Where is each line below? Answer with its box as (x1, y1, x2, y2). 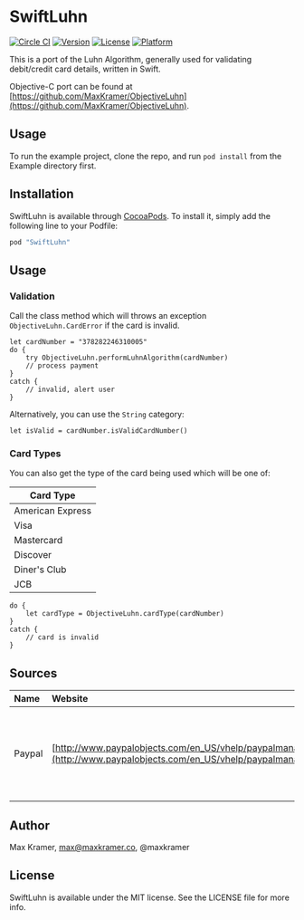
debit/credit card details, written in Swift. (9, 63, 161, 74)
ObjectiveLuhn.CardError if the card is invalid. (9, 320, 180, 331)
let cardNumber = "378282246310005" (9, 338, 147, 347)
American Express (14, 504, 92, 517)
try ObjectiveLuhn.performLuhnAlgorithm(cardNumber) (25, 353, 229, 363)
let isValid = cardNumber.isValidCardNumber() (9, 426, 188, 436)
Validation (9, 290, 56, 302)
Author (9, 818, 50, 833)
